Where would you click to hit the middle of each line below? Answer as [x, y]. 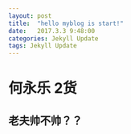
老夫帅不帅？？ [45, 121]
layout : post [30, 16]
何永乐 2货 [43, 88]
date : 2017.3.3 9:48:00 [51, 31]
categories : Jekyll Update [53, 38]
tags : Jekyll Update [43, 46]
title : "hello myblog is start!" [66, 23]
